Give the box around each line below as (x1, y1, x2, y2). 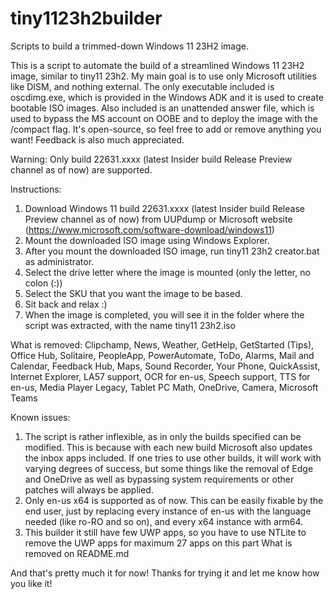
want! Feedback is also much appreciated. (10, 133, 185, 146)
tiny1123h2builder (10, 7, 163, 30)
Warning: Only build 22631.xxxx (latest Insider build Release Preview (10, 153, 293, 165)
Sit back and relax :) (24, 298, 108, 310)
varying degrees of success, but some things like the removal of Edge (24, 462, 314, 474)
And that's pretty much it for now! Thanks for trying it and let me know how (10, 567, 320, 579)
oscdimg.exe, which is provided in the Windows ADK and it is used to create (10, 91, 325, 103)
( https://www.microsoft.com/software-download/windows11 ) (24, 223, 275, 236)
